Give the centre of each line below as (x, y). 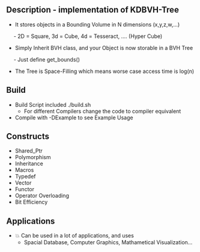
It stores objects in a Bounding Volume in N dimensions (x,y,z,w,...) (97, 24)
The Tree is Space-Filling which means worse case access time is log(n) (105, 71)
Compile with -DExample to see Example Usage (74, 118)
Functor (25, 189)
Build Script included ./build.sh (53, 104)
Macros (24, 170)
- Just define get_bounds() (47, 59)
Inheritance (29, 164)
